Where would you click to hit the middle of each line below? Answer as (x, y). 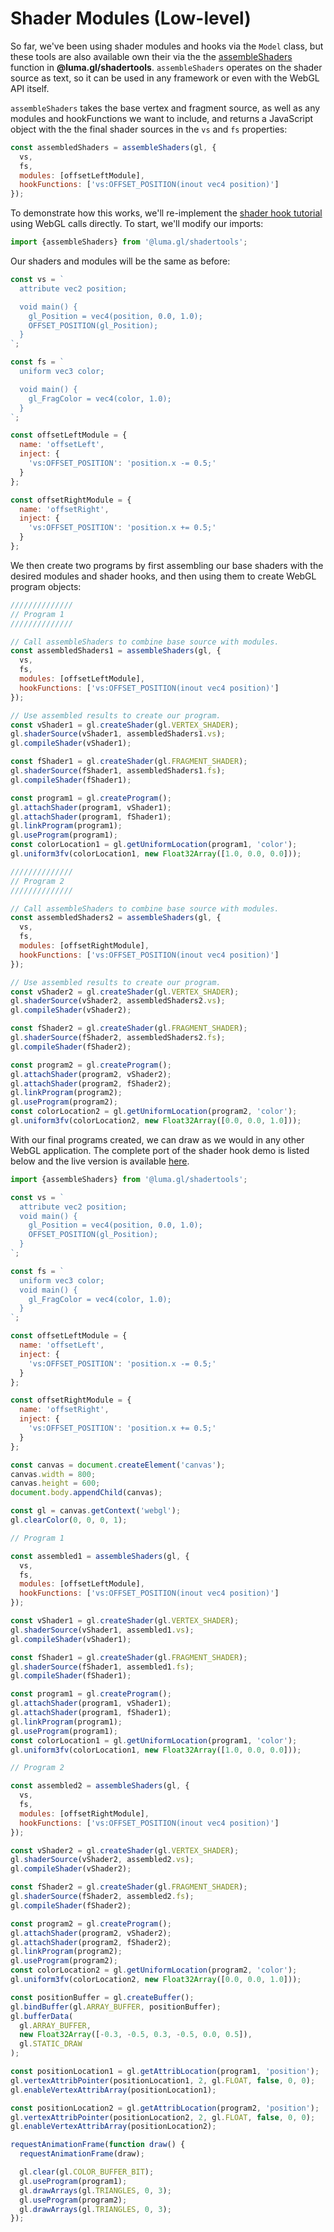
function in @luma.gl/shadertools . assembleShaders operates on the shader (166, 67)
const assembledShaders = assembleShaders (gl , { (113, 147)
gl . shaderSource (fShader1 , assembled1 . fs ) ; (102, 1667)
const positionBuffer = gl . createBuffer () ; (102, 1997)
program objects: (46, 586)
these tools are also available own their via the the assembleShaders (151, 56)
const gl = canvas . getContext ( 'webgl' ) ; (96, 1511)
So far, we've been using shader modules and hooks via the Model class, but (167, 46)
